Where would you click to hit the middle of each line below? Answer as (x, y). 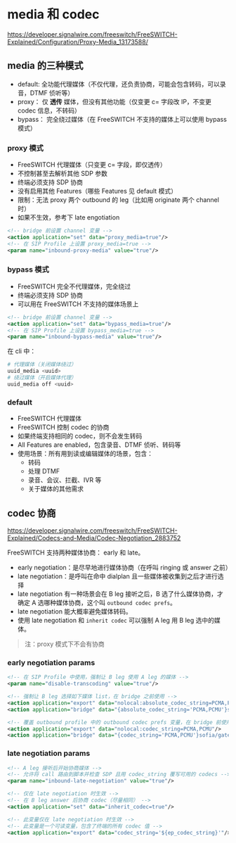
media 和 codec (53, 14)
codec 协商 (32, 513)
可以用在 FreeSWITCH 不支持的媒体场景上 (78, 304)
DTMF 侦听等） (52, 93)
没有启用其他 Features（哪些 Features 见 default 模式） (97, 191)
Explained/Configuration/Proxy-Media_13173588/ (78, 42)
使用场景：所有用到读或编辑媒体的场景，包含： (85, 454)
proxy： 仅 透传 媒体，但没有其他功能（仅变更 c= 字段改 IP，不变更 (114, 101)
